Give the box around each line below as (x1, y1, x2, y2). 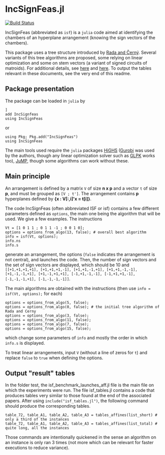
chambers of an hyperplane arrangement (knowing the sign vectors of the (5, 35, 156, 41)
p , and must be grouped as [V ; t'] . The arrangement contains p (5, 190, 139, 196)
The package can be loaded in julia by (5, 98, 85, 104)
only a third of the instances (5, 417, 69, 422)
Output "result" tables (5, 369, 75, 377)
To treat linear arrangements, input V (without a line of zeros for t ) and (5, 349, 148, 355)
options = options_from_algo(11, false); (5, 317, 92, 322)
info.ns (5, 238, 21, 243)
